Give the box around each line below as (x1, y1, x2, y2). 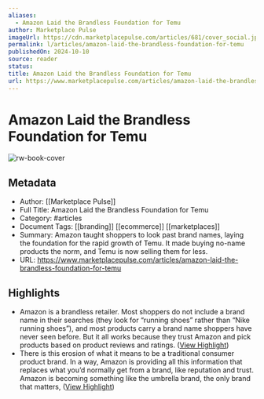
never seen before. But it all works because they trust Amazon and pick (19, 332, 251, 342)
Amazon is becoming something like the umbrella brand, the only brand (19, 374, 251, 383)
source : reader (8, 56, 58, 63)
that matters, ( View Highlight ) (19, 382, 115, 392)
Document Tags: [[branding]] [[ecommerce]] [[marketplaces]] (19, 222, 220, 231)
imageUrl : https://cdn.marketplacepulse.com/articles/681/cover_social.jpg (8, 33, 262, 42)
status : (8, 63, 34, 71)
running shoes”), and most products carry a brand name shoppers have (19, 324, 252, 333)
